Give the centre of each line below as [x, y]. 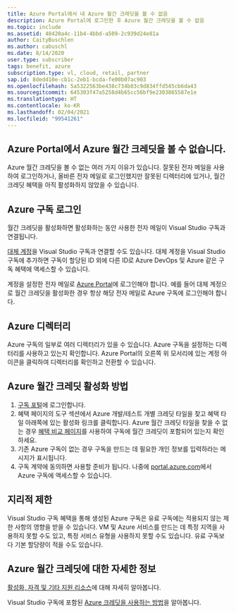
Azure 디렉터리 [39, 326]
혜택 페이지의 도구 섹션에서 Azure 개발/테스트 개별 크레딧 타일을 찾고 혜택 [118, 413]
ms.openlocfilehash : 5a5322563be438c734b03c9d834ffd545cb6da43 [102, 86]
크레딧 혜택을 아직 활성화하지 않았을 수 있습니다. [73, 185]
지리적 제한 [30, 500]
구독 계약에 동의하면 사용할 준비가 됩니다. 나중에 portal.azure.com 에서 [114, 466]
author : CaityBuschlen [41, 40]
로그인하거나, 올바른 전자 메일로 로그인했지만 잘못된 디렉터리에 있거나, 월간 [123, 176]
